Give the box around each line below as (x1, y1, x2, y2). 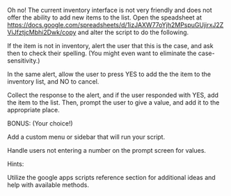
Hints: (7, 160, 24, 168)
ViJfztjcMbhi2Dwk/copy (7, 28, 77, 36)
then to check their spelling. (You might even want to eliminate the (7, 49, 197, 57)
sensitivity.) (7, 56, 40, 65)
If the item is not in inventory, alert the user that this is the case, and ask (7, 42, 214, 50)
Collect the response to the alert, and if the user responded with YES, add (7, 91, 219, 99)
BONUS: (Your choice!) (7, 119, 73, 128)
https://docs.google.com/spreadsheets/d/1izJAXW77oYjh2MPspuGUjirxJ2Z (7, 21, 224, 29)
